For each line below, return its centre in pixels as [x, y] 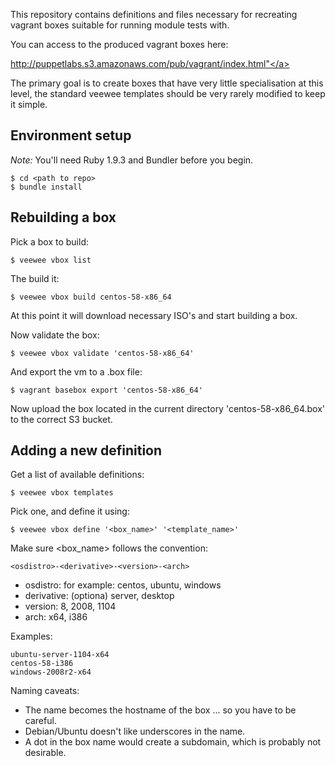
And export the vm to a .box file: [76, 371]
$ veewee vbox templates [62, 493]
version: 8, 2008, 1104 [70, 606]
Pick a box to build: [49, 241]
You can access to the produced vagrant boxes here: [119, 44]
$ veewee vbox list [51, 260]
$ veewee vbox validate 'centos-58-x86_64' [102, 353]
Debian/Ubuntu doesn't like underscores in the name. [135, 731]
